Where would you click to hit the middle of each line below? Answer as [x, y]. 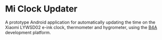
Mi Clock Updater [41, 9]
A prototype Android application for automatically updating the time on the [80, 22]
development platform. [28, 32]
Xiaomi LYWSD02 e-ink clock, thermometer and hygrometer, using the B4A [81, 27]
